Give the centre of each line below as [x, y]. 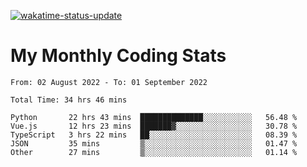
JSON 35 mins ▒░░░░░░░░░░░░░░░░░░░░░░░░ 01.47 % [154, 143]
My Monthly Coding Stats [118, 56]
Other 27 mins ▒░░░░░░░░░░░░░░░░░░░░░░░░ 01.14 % [154, 152]
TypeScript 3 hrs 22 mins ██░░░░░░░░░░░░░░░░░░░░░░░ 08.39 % [154, 135]
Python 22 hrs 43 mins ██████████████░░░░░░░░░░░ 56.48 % [154, 117]
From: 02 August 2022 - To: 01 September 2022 [109, 82]
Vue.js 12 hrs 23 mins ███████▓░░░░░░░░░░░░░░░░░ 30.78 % [154, 126]
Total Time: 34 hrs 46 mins [69, 100]
